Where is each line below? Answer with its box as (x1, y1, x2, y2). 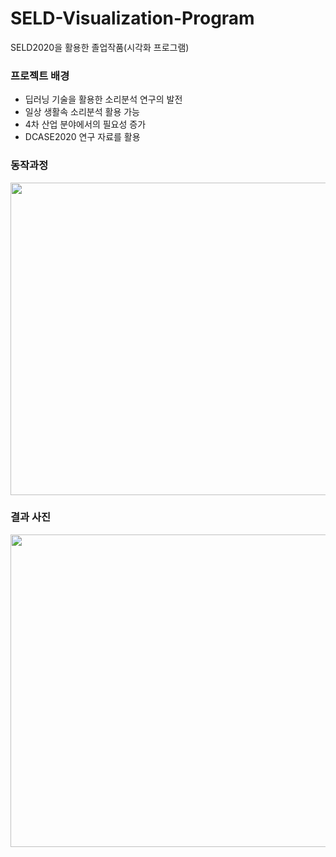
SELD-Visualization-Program (10, 7, 255, 30)
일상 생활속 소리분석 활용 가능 (24, 106, 140, 118)
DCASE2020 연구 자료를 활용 (24, 131, 141, 143)
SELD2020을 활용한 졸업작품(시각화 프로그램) (10, 41, 190, 53)
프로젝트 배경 (10, 68, 70, 82)
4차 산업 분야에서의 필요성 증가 (24, 118, 147, 131)
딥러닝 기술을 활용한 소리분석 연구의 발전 (24, 93, 183, 106)
